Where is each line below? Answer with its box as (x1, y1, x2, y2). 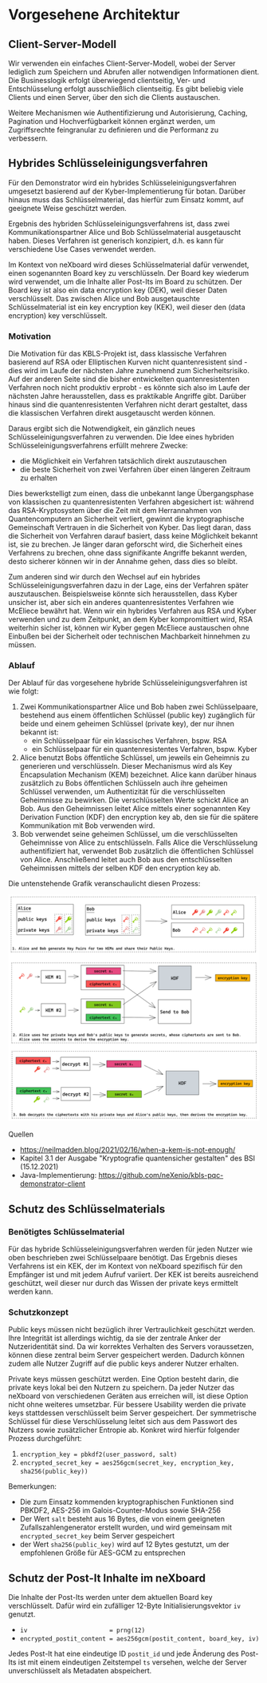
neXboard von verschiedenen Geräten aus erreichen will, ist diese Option (8, 1391, 249, 1401)
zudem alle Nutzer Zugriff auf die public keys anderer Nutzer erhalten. (8, 1359, 239, 1368)
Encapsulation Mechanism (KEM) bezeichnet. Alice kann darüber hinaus (19, 770, 257, 780)
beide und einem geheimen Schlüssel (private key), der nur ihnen (19, 719, 235, 729)
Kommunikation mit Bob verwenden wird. (19, 821, 155, 830)
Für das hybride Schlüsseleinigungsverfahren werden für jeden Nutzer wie (8, 1244, 253, 1254)
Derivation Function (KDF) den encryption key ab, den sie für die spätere (19, 813, 259, 822)
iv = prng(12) (19, 1626, 146, 1634)
